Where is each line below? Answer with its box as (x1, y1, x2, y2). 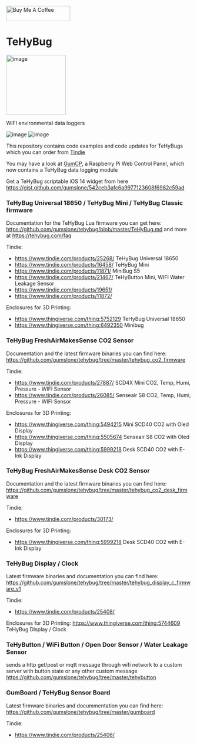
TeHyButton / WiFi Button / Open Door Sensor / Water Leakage (6, 641, 188, 649)
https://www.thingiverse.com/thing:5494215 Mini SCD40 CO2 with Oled (14, 421, 189, 428)
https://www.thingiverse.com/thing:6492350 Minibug (14, 322, 144, 329)
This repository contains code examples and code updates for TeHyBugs (6, 142, 183, 149)
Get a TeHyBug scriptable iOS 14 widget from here (6, 178, 128, 185)
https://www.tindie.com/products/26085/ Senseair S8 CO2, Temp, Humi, (14, 391, 191, 398)
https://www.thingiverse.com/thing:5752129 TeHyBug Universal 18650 (14, 316, 185, 323)
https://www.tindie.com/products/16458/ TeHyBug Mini (14, 261, 149, 268)
